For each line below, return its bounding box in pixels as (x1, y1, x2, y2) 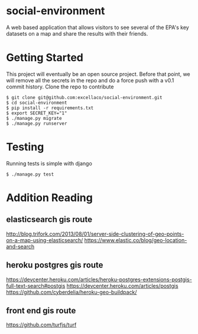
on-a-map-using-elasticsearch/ (6, 236, 83, 244)
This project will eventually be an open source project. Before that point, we (6, 70, 190, 78)
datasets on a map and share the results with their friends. (6, 30, 148, 37)
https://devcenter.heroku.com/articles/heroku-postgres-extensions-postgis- (6, 276, 192, 283)
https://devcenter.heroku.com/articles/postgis (66, 282, 178, 289)
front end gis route (6, 306, 76, 316)
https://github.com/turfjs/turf (6, 322, 77, 329)
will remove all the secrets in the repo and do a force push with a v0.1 (6, 77, 174, 84)
